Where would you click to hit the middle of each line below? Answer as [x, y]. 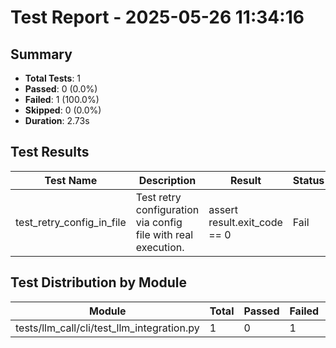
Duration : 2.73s [57, 120]
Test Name [71, 180]
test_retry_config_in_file [71, 222]
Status [308, 180]
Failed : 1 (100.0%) [62, 99]
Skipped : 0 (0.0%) [63, 110]
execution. [160, 247]
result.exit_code [245, 222]
